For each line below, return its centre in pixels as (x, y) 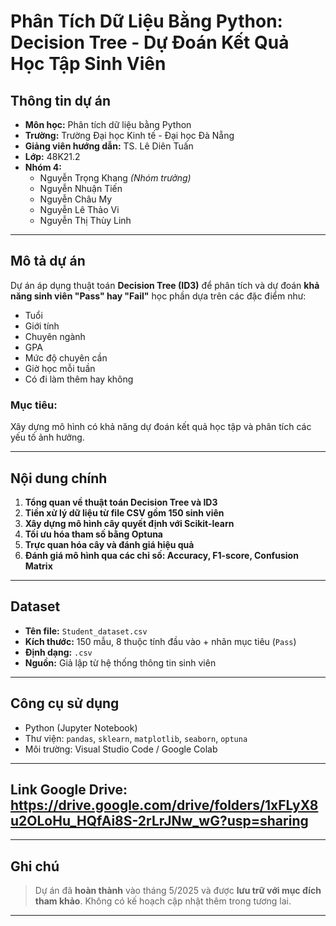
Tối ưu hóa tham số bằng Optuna (93, 534)
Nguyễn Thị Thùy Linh (85, 220)
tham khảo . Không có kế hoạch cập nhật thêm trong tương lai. (163, 901)
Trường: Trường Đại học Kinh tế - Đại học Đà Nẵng (129, 135)
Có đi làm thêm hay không (79, 379)
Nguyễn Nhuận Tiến (81, 188)
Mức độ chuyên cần (66, 357)
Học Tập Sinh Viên (88, 64)
